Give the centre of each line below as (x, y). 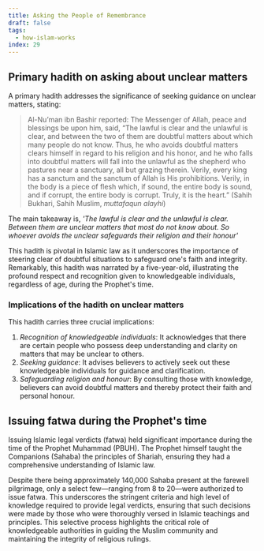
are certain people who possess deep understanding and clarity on (128, 346)
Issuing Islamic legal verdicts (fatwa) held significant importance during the (130, 440)
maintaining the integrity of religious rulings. (80, 539)
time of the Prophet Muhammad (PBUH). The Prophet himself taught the (125, 448)
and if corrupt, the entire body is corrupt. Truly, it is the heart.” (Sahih (139, 195)
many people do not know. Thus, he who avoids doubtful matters (133, 144)
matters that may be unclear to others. (82, 354)
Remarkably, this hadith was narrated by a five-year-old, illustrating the (123, 267)
